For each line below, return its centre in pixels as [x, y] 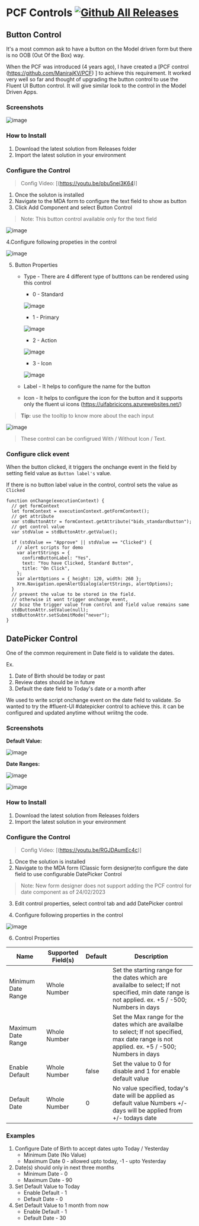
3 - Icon [42, 363]
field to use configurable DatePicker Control [68, 874]
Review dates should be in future [55, 682]
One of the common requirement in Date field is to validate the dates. [90, 653]
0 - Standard [48, 294]
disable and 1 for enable [146, 1071]
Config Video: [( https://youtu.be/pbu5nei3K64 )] [79, 183]
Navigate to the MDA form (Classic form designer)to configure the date [101, 868]
